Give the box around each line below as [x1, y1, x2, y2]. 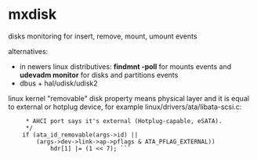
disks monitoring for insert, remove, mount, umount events [8, 31, 197, 41]
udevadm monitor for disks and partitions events [19, 70, 179, 79]
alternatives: [8, 46, 49, 56]
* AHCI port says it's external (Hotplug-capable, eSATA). [25, 117, 223, 125]
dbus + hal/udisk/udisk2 [19, 78, 98, 88]
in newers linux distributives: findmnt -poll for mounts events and [19, 61, 232, 71]
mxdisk [8, 5, 57, 24]
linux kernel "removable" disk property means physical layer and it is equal [8, 93, 249, 103]
